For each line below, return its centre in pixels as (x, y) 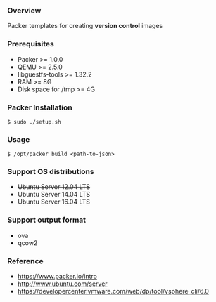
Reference (25, 261)
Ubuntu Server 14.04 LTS (54, 195)
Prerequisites (31, 44)
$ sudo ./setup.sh (34, 122)
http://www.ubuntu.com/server (62, 284)
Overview (24, 11)
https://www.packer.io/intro (57, 277)
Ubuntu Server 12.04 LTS (54, 187)
